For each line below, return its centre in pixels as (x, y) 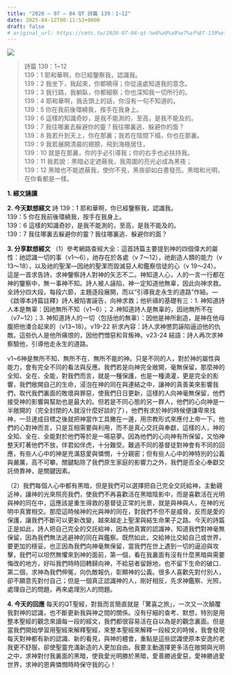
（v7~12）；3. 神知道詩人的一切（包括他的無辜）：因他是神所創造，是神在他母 (116, 318)
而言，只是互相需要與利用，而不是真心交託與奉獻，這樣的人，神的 (131, 428)
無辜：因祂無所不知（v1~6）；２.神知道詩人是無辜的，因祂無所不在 (119, 309)
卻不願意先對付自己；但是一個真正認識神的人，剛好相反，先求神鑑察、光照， (116, 581)
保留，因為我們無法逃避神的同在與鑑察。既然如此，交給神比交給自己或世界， (116, 537)
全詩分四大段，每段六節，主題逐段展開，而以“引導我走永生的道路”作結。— (113, 292)
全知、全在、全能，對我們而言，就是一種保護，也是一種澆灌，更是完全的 (110, 376)
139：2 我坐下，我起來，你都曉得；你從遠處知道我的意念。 (107, 84)
